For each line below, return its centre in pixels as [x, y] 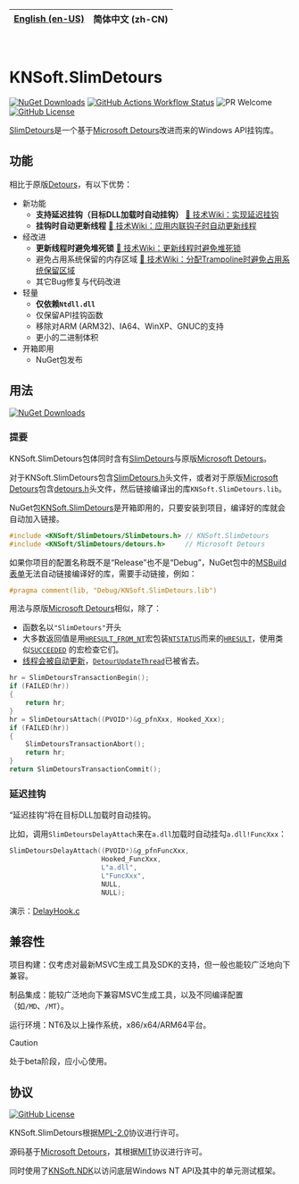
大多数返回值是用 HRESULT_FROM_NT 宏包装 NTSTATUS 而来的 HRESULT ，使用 [149, 639]
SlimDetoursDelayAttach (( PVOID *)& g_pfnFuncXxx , [100, 851]
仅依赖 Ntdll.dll [66, 304]
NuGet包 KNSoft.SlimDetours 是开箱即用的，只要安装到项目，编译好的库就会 [147, 508]
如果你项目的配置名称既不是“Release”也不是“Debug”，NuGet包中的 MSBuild [148, 562]
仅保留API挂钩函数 [69, 315]
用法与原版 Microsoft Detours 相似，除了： [86, 609]
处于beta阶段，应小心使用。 [61, 1062]
